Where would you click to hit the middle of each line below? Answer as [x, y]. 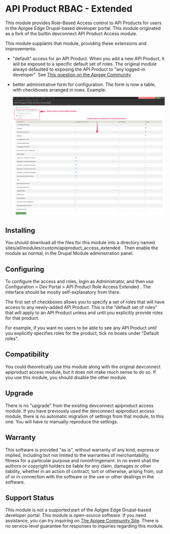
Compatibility [27, 354]
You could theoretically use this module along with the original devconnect [83, 367]
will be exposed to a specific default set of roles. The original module [84, 64]
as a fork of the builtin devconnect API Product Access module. [71, 33]
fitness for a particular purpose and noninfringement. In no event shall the [82, 460]
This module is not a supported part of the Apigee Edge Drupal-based [78, 510]
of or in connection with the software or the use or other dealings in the [80, 476]
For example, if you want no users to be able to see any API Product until [81, 328]
